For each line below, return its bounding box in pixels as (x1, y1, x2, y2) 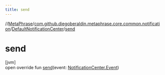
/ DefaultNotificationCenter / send (10, 25, 75, 32)
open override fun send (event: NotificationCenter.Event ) (5, 64, 119, 70)
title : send (5, 7, 30, 12)
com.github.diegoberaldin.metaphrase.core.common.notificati (34, 21, 160, 26)
